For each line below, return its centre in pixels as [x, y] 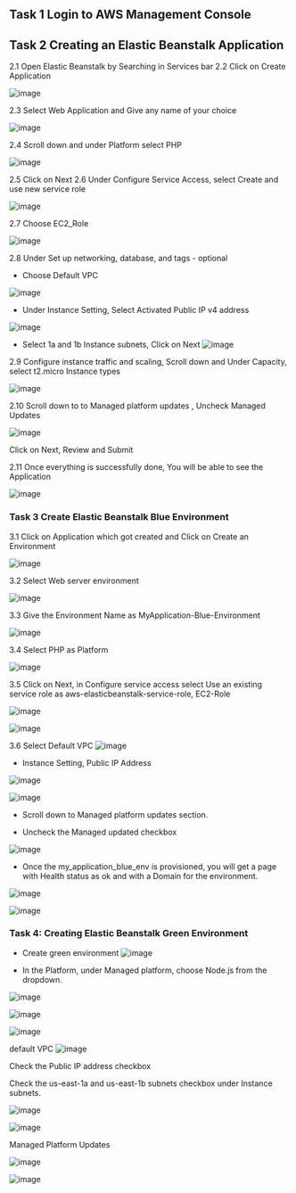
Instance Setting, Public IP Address [86, 762]
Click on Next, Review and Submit [71, 450]
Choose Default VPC [60, 276]
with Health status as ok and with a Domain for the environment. [140, 876]
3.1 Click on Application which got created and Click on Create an [129, 536]
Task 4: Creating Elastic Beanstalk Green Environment [129, 934]
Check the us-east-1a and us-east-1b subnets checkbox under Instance [141, 1083]
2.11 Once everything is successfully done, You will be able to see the [136, 467]
